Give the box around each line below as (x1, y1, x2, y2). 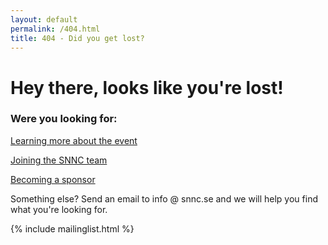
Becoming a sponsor (10, 173, 96, 185)
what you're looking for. (10, 203, 108, 215)
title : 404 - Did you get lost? (10, 33, 145, 43)
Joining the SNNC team (10, 154, 108, 166)
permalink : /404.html (10, 24, 101, 34)
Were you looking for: (10, 112, 118, 126)
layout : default (10, 14, 78, 25)
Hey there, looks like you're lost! (10, 76, 284, 99)
